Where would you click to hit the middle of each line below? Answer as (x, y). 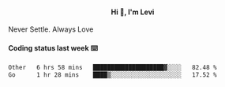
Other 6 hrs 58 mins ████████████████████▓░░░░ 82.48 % (112, 68)
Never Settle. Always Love (51, 29)
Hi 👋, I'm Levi (133, 12)
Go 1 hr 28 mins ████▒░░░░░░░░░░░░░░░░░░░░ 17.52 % (112, 75)
